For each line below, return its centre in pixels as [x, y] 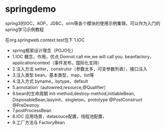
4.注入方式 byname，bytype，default [50, 81]
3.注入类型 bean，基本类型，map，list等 [53, 75]
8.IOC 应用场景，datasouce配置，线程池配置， [59, 116]
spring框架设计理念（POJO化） [44, 50]
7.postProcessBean [32, 110]
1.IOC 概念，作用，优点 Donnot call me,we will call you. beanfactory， [83, 56]
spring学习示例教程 [25, 29]
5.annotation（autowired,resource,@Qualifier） [60, 87]
